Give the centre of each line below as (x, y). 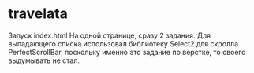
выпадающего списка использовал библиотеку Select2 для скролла (123, 43)
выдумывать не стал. (44, 60)
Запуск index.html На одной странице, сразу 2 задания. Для (110, 35)
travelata (38, 14)
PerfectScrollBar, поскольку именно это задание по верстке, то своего (127, 52)
